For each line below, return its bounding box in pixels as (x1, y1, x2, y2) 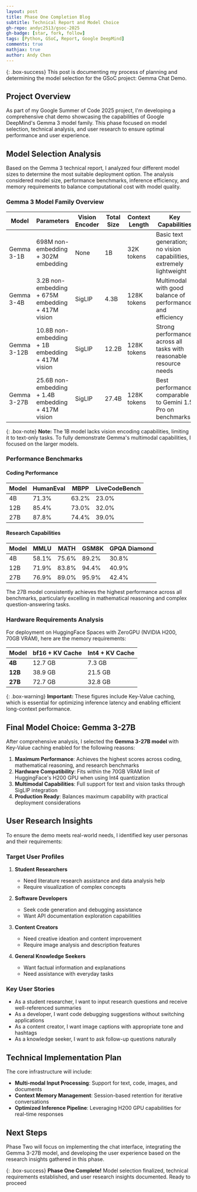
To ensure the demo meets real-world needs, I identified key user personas (6, 831, 188, 838)
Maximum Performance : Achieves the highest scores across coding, (14, 755, 182, 762)
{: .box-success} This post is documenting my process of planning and (6, 68, 178, 75)
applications (14, 1017, 45, 1024)
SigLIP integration (14, 786, 57, 793)
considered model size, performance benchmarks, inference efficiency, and (6, 177, 189, 184)
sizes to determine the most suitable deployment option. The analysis (6, 171, 174, 178)
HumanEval (32, 484, 66, 493)
